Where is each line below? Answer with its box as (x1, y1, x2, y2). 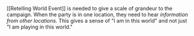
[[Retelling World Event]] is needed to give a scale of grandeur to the (6, 5, 172, 12)
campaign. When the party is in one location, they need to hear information (6, 11, 188, 18)
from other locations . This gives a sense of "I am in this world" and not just (6, 17, 187, 24)
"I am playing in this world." (6, 23, 73, 30)
